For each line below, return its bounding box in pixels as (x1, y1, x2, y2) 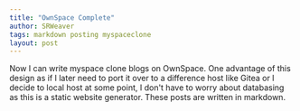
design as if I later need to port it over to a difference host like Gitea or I (9, 73, 275, 84)
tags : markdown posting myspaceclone (9, 30, 152, 39)
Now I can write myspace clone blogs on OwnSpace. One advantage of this (9, 63, 291, 74)
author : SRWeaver (9, 22, 75, 31)
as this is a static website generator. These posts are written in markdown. (9, 92, 286, 103)
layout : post (9, 38, 59, 48)
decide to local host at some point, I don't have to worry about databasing (9, 82, 285, 93)
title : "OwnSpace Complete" (9, 13, 116, 23)
